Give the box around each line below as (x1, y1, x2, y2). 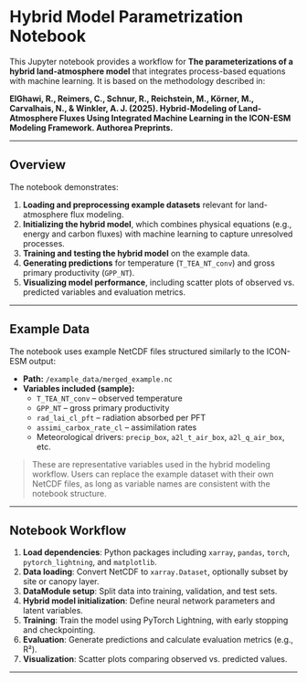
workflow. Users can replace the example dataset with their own (31, 468, 274, 479)
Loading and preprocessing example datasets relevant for (22, 199, 247, 210)
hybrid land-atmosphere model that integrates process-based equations (9, 66, 286, 77)
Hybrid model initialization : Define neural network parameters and (22, 595, 276, 606)
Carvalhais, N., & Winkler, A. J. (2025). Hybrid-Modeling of (9, 102, 238, 113)
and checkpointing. (22, 624, 96, 635)
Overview (9, 157, 67, 173)
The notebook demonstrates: (9, 181, 119, 193)
